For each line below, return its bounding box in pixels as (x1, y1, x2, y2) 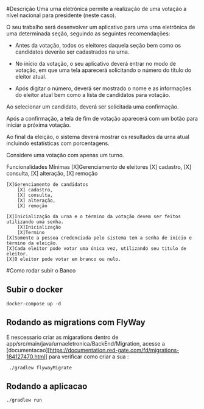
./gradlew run (6, 397, 43, 404)
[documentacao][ (6, 346, 50, 354)
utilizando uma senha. (6, 219, 64, 225)
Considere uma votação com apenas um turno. (6, 152, 124, 158)
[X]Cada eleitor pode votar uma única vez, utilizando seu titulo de (6, 246, 187, 252)
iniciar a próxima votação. (6, 121, 71, 129)
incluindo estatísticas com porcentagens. (6, 140, 110, 147)
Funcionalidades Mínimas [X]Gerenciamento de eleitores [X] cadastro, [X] (6, 163, 192, 170)
